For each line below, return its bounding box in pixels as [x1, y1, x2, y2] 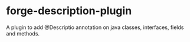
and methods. [6, 30, 40, 37]
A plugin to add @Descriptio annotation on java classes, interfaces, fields [6, 24, 184, 31]
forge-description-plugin [6, 4, 132, 18]
